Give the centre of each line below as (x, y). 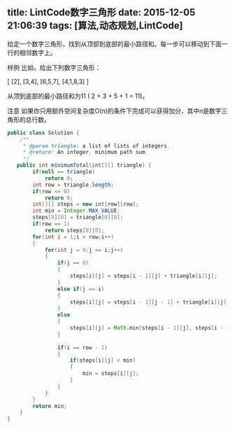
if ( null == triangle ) (64, 172)
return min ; (50, 406)
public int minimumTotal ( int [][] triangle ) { (84, 166)
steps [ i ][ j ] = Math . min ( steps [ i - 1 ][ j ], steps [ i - (147, 328)
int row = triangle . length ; (73, 185)
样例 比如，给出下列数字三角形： (54, 67)
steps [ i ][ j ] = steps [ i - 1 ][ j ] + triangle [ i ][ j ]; (143, 276)
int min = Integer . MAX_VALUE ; (76, 211)
